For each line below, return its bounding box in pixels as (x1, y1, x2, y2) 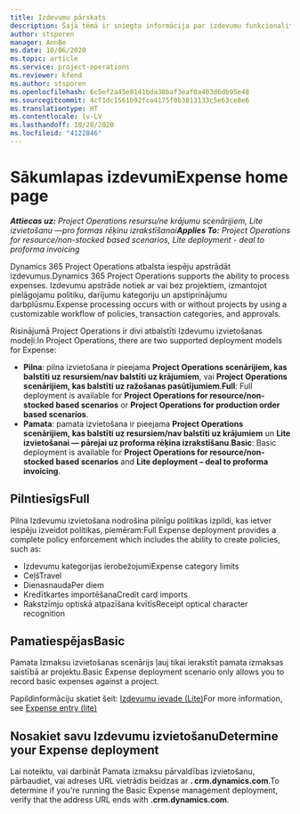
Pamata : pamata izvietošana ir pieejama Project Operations (22, 418, 244, 429)
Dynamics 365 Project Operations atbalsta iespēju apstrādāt (10, 261, 231, 271)
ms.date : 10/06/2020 (10, 46, 87, 55)
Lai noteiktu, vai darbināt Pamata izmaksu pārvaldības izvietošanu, (10, 766, 255, 777)
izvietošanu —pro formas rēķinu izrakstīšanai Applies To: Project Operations (10, 224, 291, 236)
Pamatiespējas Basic (10, 633, 126, 649)
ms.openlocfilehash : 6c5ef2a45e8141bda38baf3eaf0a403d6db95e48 (10, 87, 250, 96)
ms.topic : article (10, 54, 78, 63)
